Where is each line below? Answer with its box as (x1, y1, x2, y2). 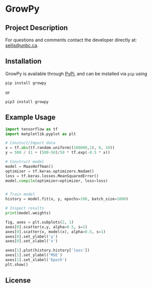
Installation (5, 57, 42, 66)
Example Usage (5, 113, 56, 122)
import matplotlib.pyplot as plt (5, 131, 76, 137)
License (5, 276, 31, 285)
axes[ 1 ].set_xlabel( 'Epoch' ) (5, 257, 67, 263)
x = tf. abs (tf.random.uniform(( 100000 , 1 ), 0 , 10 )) (5, 145, 115, 150)
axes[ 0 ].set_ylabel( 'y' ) (5, 234, 58, 239)
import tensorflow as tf (5, 126, 58, 132)
